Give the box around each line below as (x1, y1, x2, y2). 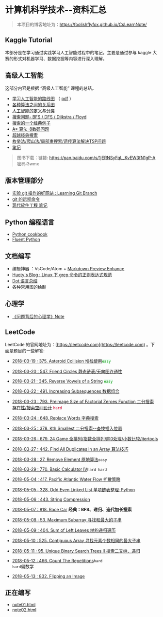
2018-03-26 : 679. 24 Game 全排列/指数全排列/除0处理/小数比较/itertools (12, 436, 158, 441)
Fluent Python (12, 237, 40, 242)
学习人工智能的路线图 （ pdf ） (12, 96, 74, 101)
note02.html (12, 607, 36, 613)
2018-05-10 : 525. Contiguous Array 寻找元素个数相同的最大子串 (12, 537, 141, 543)
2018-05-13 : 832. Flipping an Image (12, 573, 85, 579)
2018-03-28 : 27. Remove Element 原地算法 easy (12, 457, 108, 462)
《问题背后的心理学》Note (12, 313, 65, 319)
